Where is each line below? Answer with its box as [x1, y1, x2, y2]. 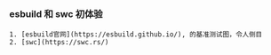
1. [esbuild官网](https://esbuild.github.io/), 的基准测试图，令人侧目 [9, 30, 263, 39]
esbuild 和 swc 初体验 [9, 7, 104, 20]
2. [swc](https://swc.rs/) [9, 38, 109, 47]
